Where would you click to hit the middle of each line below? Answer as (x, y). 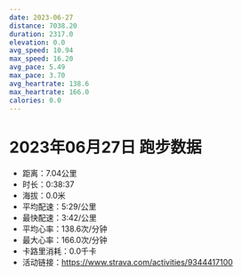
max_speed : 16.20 (41, 59)
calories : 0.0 (36, 100)
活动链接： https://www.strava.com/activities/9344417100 (127, 263)
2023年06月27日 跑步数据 (105, 147)
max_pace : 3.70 (37, 76)
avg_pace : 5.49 (37, 68)
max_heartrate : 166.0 (49, 92)
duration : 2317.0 (41, 34)
